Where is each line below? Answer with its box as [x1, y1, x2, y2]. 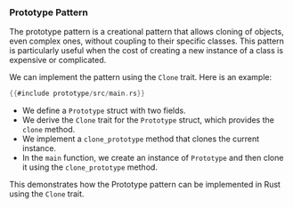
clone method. [21, 124, 76, 135]
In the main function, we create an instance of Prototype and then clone [21, 153, 284, 164]
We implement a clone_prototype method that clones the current [21, 133, 260, 144]
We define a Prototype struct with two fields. [21, 105, 186, 116]
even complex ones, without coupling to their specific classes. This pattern [9, 36, 285, 46]
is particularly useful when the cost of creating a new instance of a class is [9, 45, 283, 56]
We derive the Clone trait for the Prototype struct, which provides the [21, 115, 274, 125]
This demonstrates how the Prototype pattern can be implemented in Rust [9, 180, 281, 190]
